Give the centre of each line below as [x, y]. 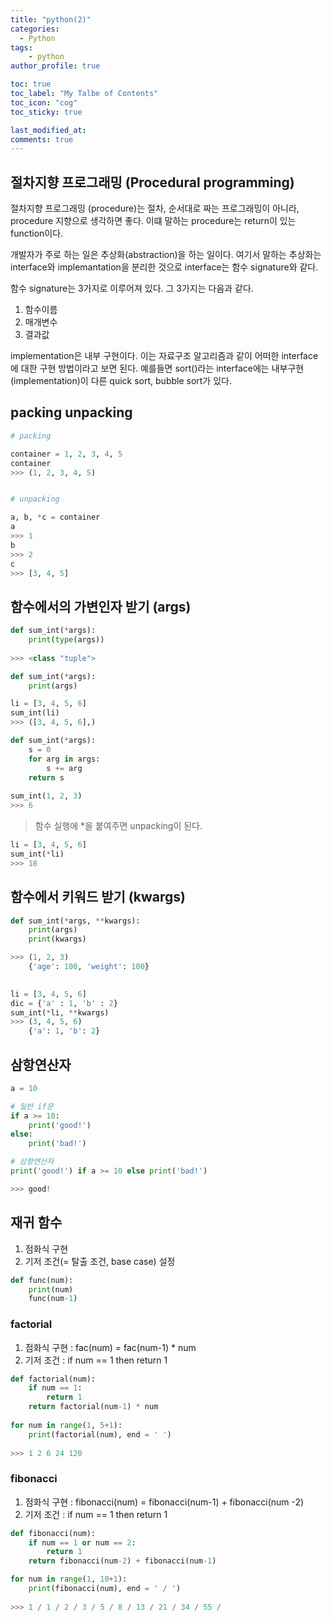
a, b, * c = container [55, 517]
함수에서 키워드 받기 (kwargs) [98, 897]
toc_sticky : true [46, 112]
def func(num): [42, 1280]
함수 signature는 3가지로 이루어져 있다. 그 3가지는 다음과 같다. [132, 288]
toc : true [31, 84]
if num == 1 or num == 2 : [82, 1542]
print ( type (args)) [66, 640]
